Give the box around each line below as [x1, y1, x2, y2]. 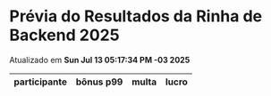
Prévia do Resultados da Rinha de [9, 6, 262, 27]
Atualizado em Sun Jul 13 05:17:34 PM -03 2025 [9, 54, 191, 65]
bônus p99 [75, 76, 123, 88]
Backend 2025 [9, 25, 120, 45]
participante [13, 76, 68, 88]
